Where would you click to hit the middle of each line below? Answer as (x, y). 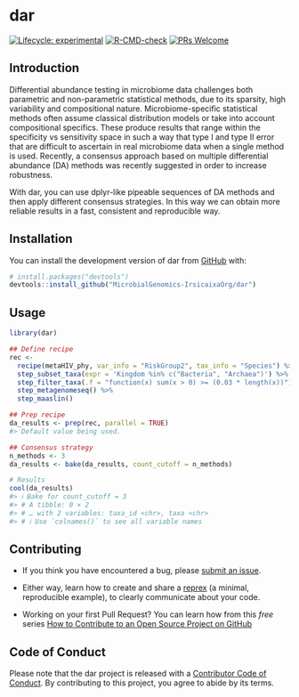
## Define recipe (41, 349)
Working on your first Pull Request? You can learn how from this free (148, 614)
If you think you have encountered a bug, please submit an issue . (141, 571)
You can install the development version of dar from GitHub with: (128, 260)
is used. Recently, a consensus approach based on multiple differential (139, 156)
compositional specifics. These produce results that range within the (135, 127)
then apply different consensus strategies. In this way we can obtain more (145, 201)
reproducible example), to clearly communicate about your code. (141, 597)
